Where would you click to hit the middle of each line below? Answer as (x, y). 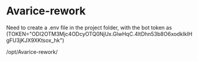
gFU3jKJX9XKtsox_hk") (35, 40)
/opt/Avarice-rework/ (32, 51)
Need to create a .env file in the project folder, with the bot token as (89, 28)
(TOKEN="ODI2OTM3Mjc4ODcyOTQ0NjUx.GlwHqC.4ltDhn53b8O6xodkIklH (99, 33)
